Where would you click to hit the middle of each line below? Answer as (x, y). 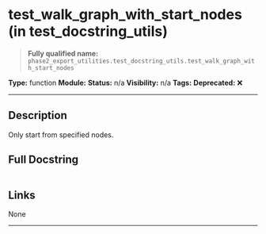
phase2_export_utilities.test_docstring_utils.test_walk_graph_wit (141, 61)
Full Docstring (44, 160)
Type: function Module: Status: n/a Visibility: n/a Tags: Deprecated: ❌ (125, 82)
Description (38, 115)
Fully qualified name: (63, 53)
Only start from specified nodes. (61, 134)
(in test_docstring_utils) (88, 31)
